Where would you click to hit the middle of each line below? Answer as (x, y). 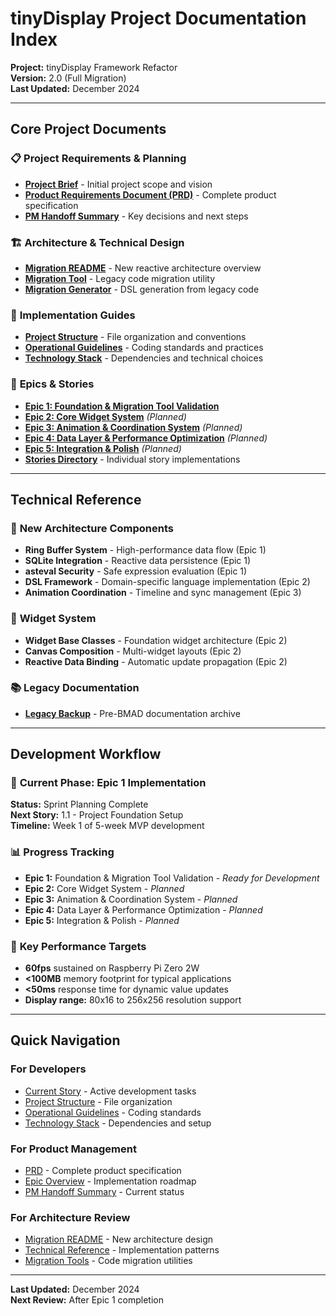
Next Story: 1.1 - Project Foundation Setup (97, 815)
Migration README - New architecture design (119, 1239)
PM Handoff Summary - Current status (104, 1192)
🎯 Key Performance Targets (78, 946)
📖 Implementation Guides (73, 315)
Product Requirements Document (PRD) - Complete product (150, 194)
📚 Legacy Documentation (75, 688)
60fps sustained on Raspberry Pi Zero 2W (112, 968)
